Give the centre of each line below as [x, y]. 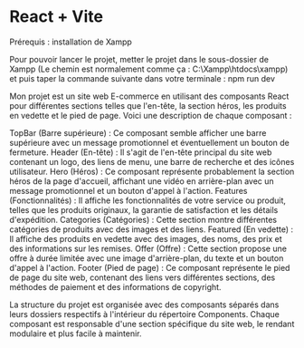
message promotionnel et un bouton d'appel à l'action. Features [128, 190]
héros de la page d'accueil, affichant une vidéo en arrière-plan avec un [142, 181]
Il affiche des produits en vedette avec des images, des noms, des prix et [146, 238]
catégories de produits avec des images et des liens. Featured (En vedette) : [152, 229]
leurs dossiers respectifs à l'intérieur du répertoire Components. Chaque [145, 314]
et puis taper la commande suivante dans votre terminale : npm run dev [142, 78]
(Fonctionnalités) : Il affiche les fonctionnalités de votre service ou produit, [148, 200]
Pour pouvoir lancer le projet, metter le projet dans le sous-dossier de [139, 59]
